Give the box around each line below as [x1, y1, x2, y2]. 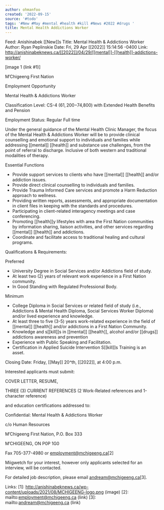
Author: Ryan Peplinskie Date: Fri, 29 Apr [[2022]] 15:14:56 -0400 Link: [5, 44, 148, 50]
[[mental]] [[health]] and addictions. [12, 229, 85, 235]
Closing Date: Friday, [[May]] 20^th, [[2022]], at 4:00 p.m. [5, 359, 122, 365]
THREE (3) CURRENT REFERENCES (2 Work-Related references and [5, 388, 142, 394]
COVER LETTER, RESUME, [5, 378, 59, 384]
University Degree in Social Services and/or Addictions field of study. [12, 268, 152, 274]
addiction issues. [12, 177, 47, 183]
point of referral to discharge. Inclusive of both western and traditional [5, 147, 147, 153]
